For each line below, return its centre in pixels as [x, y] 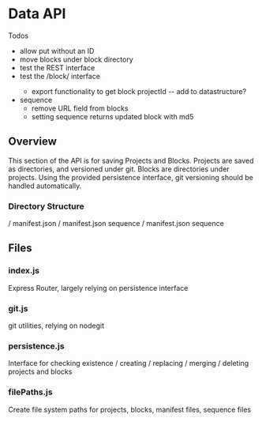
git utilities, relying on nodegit [56, 326]
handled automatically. [45, 186]
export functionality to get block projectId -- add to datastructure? [139, 91]
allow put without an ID [57, 51]
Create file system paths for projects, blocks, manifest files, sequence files [129, 409]
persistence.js [36, 346]
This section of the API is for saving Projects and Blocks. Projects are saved [131, 160]
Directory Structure [46, 206]
